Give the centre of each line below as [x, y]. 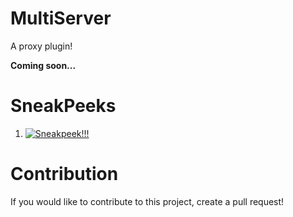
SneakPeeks [63, 106]
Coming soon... [43, 65]
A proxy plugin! [41, 46]
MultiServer [61, 18]
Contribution [64, 174]
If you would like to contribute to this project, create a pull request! [147, 201]
